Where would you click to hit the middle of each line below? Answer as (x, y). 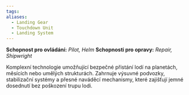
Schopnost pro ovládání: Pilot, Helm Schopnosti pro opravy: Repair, (89, 50)
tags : (13, 11)
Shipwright (19, 56)
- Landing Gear (30, 22)
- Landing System (32, 33)
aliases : (17, 17)
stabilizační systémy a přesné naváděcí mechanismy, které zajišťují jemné (95, 80)
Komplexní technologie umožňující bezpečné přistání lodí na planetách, (92, 67)
